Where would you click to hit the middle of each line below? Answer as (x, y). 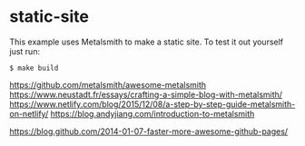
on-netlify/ (29, 113)
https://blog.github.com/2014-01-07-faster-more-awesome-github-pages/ (149, 131)
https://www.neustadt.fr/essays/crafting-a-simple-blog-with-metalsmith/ (146, 94)
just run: (25, 51)
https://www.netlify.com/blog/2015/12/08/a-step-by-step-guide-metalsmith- (152, 104)
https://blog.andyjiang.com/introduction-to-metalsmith (152, 113)
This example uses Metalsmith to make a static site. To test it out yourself (147, 42)
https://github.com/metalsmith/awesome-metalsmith (108, 84)
